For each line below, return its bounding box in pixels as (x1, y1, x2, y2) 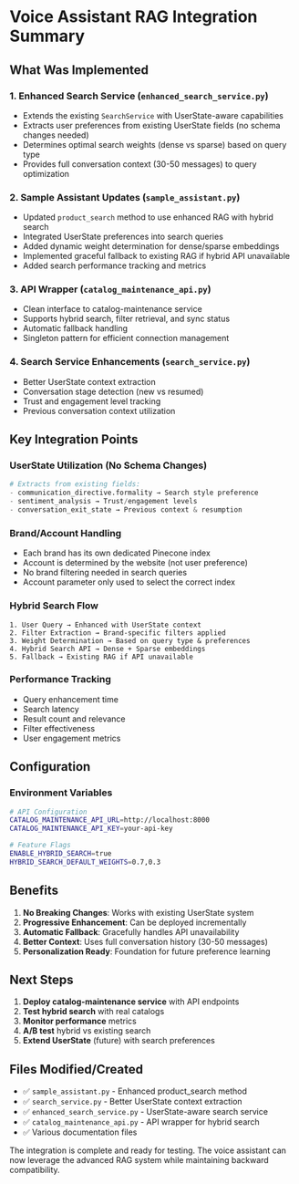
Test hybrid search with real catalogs (22, 1006, 165, 1017)
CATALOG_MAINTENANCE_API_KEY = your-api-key (9, 824, 173, 834)
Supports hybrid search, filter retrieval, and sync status (22, 313, 231, 325)
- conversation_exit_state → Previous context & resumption (9, 505, 243, 514)
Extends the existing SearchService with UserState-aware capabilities (22, 109, 284, 120)
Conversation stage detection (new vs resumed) (22, 386, 204, 397)
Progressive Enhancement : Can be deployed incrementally (22, 917, 247, 928)
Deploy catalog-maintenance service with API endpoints (22, 996, 240, 1007)
